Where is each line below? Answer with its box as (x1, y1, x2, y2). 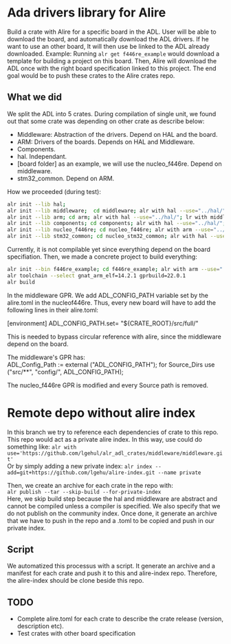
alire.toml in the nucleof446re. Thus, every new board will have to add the (7, 298, 217, 307)
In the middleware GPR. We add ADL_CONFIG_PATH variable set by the (7, 291, 208, 299)
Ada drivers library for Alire (7, 5, 166, 21)
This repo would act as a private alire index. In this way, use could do (7, 435, 203, 443)
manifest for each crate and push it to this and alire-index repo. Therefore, (7, 569, 218, 577)
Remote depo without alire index (7, 405, 196, 420)
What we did (7, 92, 62, 103)
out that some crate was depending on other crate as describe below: (7, 117, 205, 125)
